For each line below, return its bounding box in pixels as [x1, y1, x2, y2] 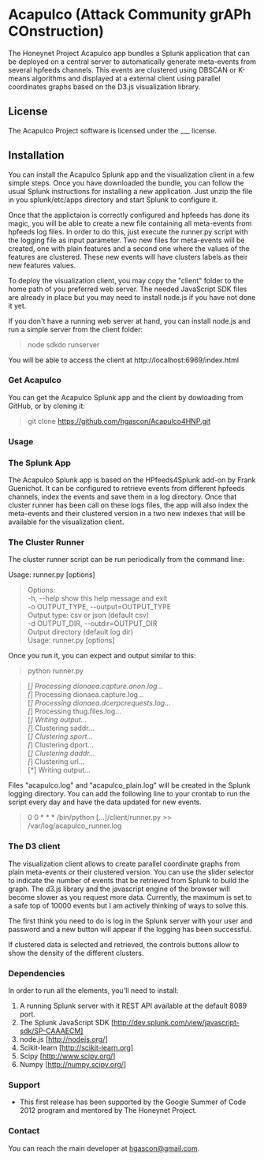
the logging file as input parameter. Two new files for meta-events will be [8, 235, 245, 245]
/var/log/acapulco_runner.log [27, 821, 122, 830]
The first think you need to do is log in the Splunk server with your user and [8, 916, 253, 925]
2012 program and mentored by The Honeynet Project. [19, 1106, 197, 1115]
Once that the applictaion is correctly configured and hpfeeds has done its [8, 210, 250, 219]
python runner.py [27, 666, 84, 676]
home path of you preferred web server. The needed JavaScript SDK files [8, 284, 247, 294]
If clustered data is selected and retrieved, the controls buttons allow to [8, 939, 240, 949]
